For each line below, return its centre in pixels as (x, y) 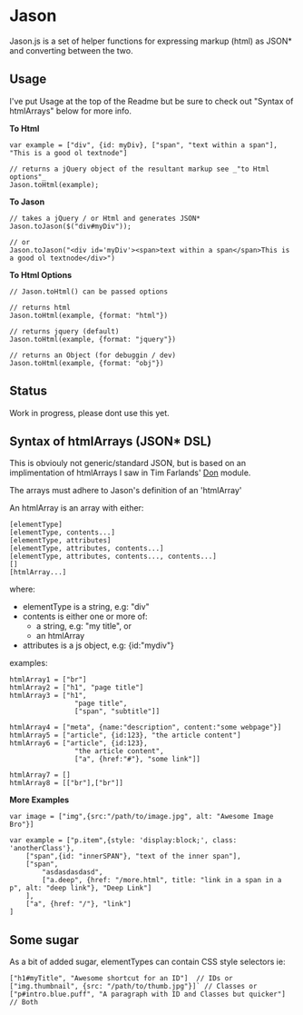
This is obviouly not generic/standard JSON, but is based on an (128, 463)
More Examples (39, 800)
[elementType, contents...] (63, 532)
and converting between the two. (71, 50)
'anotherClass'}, (42, 849)
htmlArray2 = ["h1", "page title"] (77, 688)
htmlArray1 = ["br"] (49, 680)
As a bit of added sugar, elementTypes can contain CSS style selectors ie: (147, 962)
